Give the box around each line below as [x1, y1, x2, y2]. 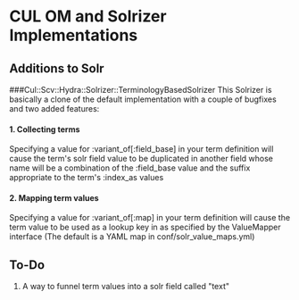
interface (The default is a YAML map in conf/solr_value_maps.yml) [9, 231, 255, 242]
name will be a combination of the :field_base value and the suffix [9, 162, 251, 173]
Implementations [9, 25, 138, 46]
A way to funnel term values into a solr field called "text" [21, 281, 230, 292]
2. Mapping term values [9, 192, 100, 203]
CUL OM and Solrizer [9, 6, 167, 27]
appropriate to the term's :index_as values [9, 172, 164, 183]
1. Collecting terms [9, 123, 80, 135]
